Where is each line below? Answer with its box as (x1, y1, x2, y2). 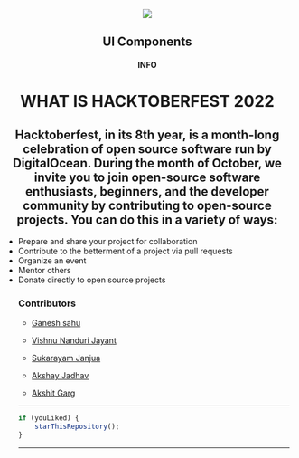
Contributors (17, 297, 77, 310)
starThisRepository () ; (34, 422, 120, 432)
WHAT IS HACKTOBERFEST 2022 (19, 91, 275, 112)
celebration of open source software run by (22, 141, 273, 157)
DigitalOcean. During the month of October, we (13, 155, 282, 171)
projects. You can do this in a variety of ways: (16, 212, 278, 227)
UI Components (102, 34, 192, 50)
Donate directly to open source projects (17, 274, 166, 285)
